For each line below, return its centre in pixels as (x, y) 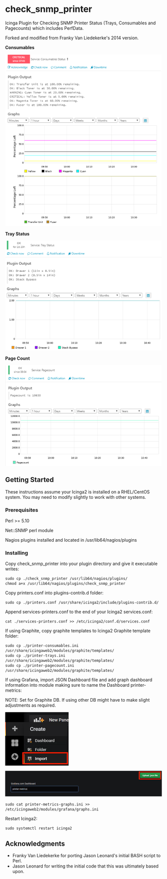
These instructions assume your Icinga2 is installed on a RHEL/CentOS (78, 492)
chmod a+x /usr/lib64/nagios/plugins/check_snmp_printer (65, 584)
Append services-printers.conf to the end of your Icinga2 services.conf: (79, 612)
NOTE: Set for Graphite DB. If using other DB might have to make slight (78, 700)
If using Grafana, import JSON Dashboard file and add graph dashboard (79, 680)
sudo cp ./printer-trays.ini (35, 656)
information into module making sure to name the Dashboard (67, 685)
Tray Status (17, 234)
